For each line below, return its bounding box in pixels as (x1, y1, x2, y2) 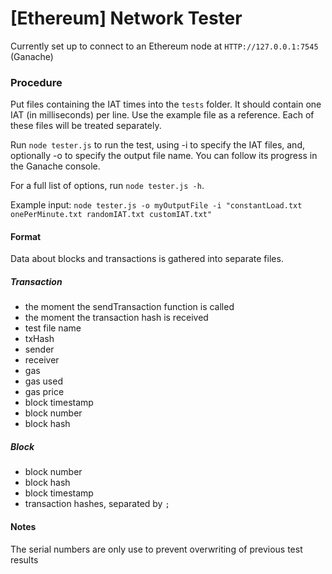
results (10, 553, 39, 566)
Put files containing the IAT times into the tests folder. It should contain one (10, 98, 322, 111)
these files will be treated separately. (10, 120, 162, 132)
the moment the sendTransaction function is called (24, 301, 235, 313)
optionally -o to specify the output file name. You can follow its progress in (10, 150, 318, 162)
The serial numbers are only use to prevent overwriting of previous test (10, 543, 303, 555)
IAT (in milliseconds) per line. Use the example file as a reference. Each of (10, 109, 315, 121)
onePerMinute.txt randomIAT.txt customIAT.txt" (10, 210, 213, 220)
